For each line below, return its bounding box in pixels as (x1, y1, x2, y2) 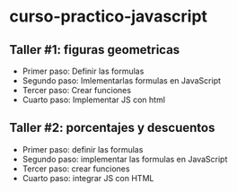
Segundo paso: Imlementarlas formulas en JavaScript (22, 75, 222, 86)
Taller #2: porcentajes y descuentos (9, 120, 215, 135)
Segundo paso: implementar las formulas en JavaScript (22, 153, 228, 164)
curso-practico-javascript (9, 6, 208, 27)
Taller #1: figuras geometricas (9, 42, 180, 57)
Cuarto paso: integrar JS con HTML (22, 172, 154, 183)
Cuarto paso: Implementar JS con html (22, 94, 166, 105)
